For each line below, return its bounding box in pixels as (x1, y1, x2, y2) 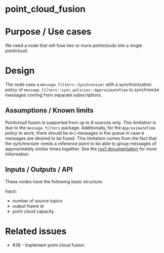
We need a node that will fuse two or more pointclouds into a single (5, 43, 142, 49)
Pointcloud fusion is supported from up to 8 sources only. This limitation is (5, 119, 157, 125)
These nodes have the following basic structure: (5, 178, 103, 184)
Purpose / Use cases (5, 26, 92, 38)
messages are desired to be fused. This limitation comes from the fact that (5, 135, 157, 141)
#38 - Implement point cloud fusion (12, 242, 85, 248)
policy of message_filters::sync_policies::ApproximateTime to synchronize (5, 87, 160, 93)
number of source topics (12, 198, 63, 203)
